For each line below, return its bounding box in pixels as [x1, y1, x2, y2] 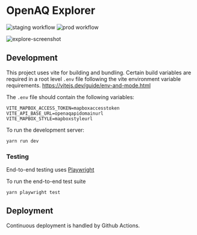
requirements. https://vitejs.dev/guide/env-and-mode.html [6, 82, 151, 89]
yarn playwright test [6, 189, 61, 195]
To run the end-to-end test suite [6, 178, 86, 185]
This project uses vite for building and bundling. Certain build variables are [6, 69, 192, 76]
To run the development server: [6, 126, 84, 134]
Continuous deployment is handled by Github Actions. [6, 222, 140, 229]
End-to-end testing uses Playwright [6, 166, 95, 173]
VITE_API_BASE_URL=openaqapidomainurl [6, 110, 104, 117]
